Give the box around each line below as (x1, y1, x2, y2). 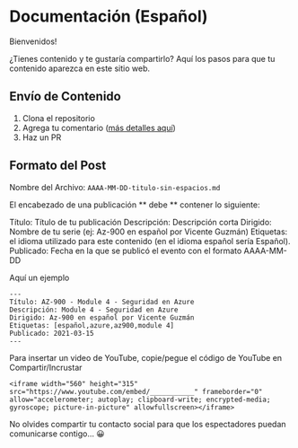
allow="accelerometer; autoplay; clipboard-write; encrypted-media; (9, 395, 271, 404)
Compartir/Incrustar (9, 362, 83, 373)
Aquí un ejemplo (9, 272, 70, 283)
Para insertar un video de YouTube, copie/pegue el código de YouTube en (9, 352, 283, 363)
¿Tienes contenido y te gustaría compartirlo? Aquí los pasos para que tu (9, 53, 276, 64)
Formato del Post (9, 158, 107, 173)
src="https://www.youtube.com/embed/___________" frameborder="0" (9, 387, 263, 396)
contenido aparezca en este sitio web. (9, 63, 151, 74)
